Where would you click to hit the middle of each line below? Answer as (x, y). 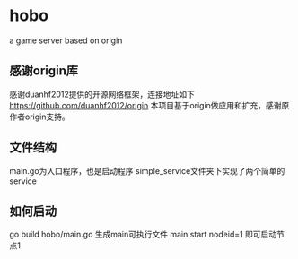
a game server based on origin (66, 40)
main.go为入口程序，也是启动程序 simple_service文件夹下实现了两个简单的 (147, 170)
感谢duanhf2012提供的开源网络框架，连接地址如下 (102, 94)
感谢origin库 (44, 71)
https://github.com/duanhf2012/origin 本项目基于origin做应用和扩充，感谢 (145, 105)
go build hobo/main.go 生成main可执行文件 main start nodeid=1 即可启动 (143, 235)
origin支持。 (47, 117)
